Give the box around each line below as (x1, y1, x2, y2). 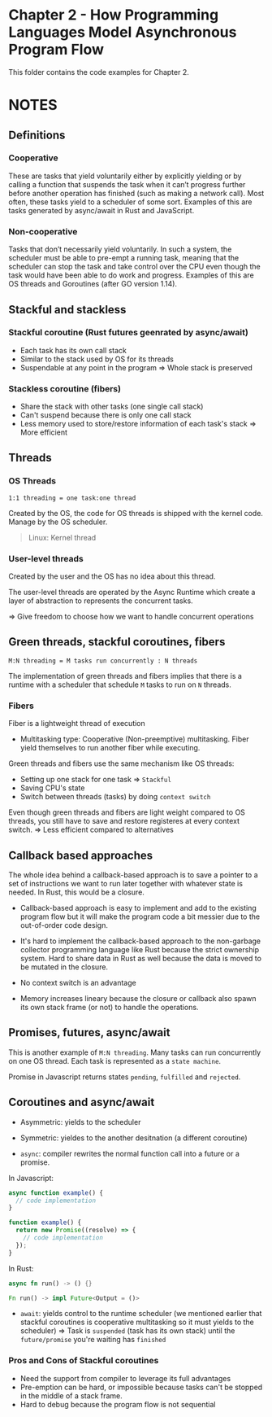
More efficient (19, 427, 67, 437)
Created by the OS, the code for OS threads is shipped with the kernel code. (8, 508, 264, 518)
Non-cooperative (8, 225, 78, 237)
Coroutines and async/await (8, 1096, 155, 1109)
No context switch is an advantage (19, 978, 136, 987)
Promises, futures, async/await (8, 1026, 171, 1039)
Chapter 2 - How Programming (8, 6, 219, 24)
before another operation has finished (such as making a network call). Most (8, 188, 265, 198)
